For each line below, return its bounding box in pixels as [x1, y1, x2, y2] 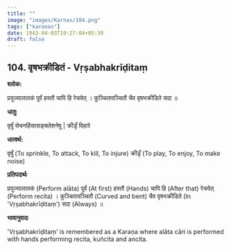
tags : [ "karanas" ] [7, 23, 60, 30]
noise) [7, 157, 26, 165]
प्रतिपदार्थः [7, 170, 28, 179]
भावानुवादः [7, 213, 29, 222]
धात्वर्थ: [7, 135, 24, 143]
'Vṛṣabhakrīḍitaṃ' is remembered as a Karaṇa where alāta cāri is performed [7, 227, 224, 235]
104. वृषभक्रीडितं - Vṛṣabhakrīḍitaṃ [7, 62, 148, 73]
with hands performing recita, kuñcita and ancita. [7, 235, 148, 243]
